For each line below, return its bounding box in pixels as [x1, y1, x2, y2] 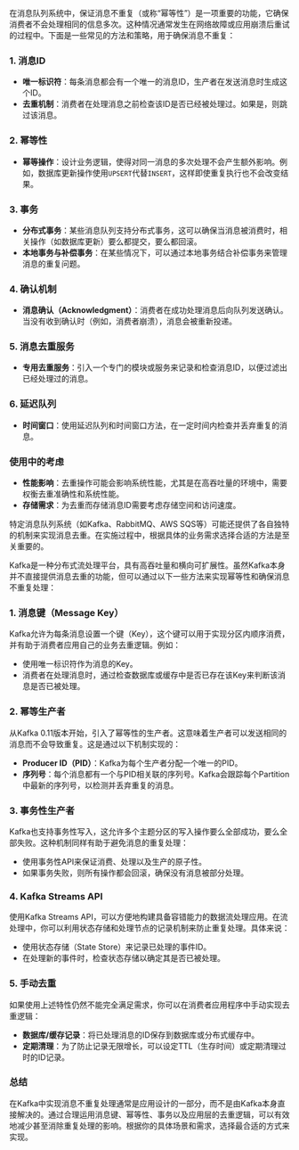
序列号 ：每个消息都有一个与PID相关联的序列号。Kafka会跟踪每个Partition [21, 768, 290, 779]
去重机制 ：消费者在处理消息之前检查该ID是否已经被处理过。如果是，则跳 [21, 99, 287, 110]
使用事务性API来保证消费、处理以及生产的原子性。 [21, 856, 207, 867]
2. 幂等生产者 [9, 705, 66, 718]
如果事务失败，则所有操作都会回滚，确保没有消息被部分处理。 [21, 867, 249, 878]
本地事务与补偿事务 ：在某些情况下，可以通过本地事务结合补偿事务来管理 [21, 247, 287, 258]
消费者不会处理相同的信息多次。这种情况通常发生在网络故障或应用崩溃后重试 [9, 19, 290, 29]
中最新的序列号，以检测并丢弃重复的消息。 [21, 779, 179, 791]
